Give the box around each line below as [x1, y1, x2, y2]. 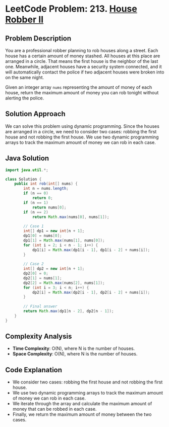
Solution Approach [5, 110, 66, 118]
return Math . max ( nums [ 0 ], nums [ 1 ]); [32, 214, 109, 220]
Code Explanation [5, 366, 62, 374]
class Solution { [5, 176, 42, 182]
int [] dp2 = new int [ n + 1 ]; [23, 266, 85, 271]
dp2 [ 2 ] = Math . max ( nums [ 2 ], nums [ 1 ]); [23, 280, 105, 286]
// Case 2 [23, 262, 44, 267]
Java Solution [5, 154, 49, 163]
